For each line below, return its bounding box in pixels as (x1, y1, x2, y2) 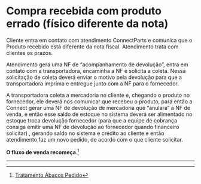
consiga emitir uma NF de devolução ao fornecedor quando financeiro (6, 123, 179, 130)
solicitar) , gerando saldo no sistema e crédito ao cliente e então (6, 130, 165, 137)
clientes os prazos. (6, 49, 53, 56)
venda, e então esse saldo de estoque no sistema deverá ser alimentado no (6, 111, 193, 118)
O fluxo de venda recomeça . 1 (6, 148, 80, 156)
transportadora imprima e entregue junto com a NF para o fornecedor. (6, 79, 179, 87)
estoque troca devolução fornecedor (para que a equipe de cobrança (6, 116, 178, 124)
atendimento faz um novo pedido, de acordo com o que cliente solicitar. (6, 136, 184, 143)
